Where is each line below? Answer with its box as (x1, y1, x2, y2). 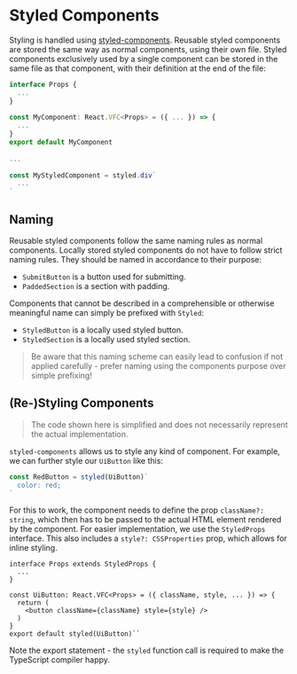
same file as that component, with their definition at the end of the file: (9, 63, 266, 74)
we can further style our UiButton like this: (9, 455, 164, 466)
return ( (17, 599, 50, 607)
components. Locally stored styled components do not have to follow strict (9, 245, 283, 255)
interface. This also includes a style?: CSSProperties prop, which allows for (9, 533, 288, 544)
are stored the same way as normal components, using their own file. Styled (9, 43, 287, 54)
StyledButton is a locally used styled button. (21, 325, 184, 335)
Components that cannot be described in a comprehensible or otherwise (9, 298, 275, 309)
